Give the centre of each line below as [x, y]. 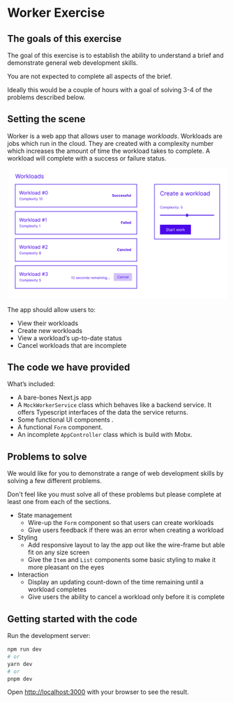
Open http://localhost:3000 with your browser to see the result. [98, 692]
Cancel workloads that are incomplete [72, 345]
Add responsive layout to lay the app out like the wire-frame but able [126, 545]
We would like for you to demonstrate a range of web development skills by [115, 473]
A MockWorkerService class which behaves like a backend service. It [114, 405]
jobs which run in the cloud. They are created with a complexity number [111, 143]
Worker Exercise [56, 13]
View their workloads [48, 323]
